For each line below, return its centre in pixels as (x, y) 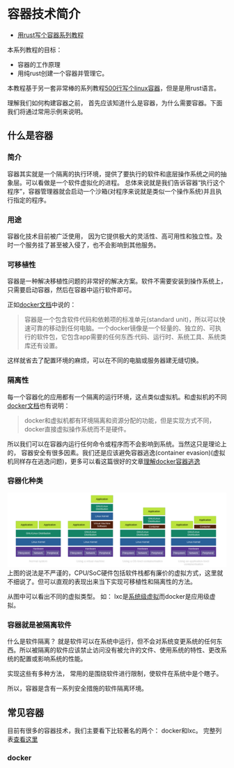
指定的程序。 (31, 200)
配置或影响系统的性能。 (53, 659)
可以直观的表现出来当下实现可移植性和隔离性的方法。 (120, 582)
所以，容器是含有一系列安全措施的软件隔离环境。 (77, 689)
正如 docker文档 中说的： (42, 305)
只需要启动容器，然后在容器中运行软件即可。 (71, 290)
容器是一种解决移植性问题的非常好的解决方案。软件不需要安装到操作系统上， (117, 281)
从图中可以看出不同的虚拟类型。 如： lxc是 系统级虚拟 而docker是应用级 (109, 597)
